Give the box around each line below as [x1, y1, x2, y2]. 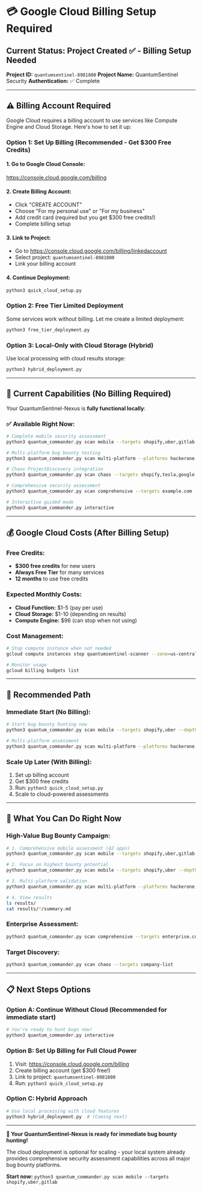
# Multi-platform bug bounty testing [6, 449, 101, 456]
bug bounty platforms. [6, 1161, 61, 1168]
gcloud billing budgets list [6, 667, 79, 674]
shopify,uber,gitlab [6, 1179, 58, 1185]
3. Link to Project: [6, 234, 51, 241]
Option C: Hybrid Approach [6, 1094, 88, 1103]
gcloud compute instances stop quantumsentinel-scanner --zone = [6, 651, 171, 657]
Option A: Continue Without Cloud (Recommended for [6, 1006, 167, 1014]
